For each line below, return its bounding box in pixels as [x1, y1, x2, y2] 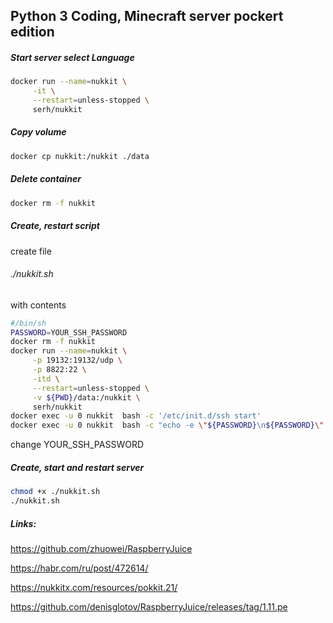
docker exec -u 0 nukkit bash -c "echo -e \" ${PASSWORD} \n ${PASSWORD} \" [10, 420, 325, 431]
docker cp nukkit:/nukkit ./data [10, 151, 150, 161]
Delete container [10, 173, 82, 185]
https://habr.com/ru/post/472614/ [10, 562, 149, 574]
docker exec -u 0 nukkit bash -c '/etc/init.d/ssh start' [10, 411, 262, 421]
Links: [10, 517, 37, 529]
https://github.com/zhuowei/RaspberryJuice [10, 542, 193, 554]
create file [10, 245, 52, 257]
